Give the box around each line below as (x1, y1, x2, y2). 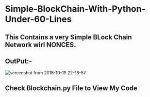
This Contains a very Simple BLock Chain (5, 33, 132, 41)
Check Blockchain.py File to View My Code (5, 84, 137, 92)
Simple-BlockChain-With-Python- (5, 3, 146, 15)
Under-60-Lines (5, 14, 72, 25)
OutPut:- (5, 57, 33, 65)
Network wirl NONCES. (5, 40, 76, 49)
